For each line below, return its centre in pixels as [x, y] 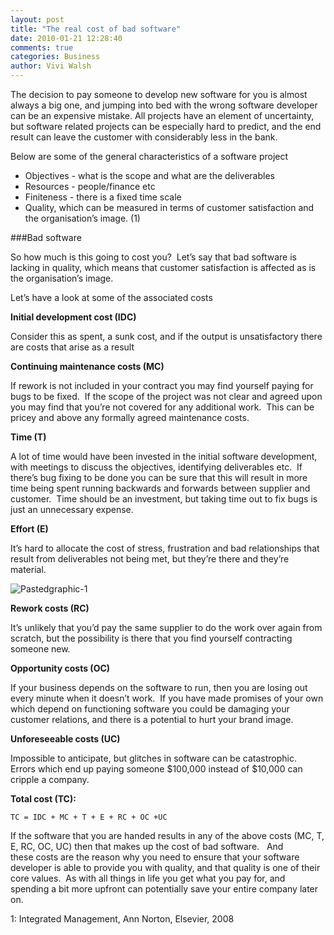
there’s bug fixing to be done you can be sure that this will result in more [159, 477]
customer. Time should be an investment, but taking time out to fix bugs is [164, 499]
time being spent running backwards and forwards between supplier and [160, 488]
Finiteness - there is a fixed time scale [103, 197]
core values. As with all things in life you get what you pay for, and [148, 878]
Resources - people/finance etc [90, 186]
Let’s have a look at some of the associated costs [111, 297]
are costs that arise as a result [72, 347]
